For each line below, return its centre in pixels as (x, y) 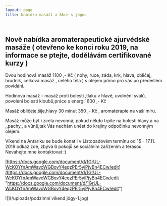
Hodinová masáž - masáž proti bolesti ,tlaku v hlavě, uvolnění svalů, (76, 96)
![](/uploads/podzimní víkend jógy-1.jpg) (47, 198)
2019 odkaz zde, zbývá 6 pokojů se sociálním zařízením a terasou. (74, 146)
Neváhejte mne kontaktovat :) (36, 152)
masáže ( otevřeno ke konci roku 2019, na (72, 47)
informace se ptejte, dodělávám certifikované (78, 55)
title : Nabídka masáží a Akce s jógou (46, 15)
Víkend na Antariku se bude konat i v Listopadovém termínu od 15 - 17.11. (80, 141)
